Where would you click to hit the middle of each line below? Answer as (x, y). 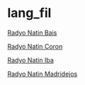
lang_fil (29, 13)
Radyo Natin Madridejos (42, 74)
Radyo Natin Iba (31, 60)
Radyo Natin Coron (35, 46)
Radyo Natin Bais (32, 33)
